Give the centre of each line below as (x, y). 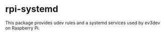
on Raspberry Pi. (23, 28)
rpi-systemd (32, 9)
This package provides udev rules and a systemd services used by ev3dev (83, 23)
